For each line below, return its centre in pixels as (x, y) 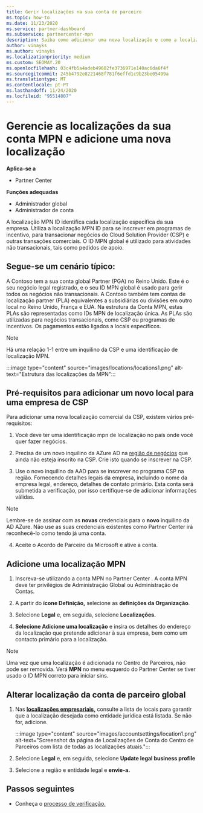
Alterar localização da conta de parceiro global (96, 695)
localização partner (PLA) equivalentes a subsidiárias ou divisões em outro (99, 300)
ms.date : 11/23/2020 (32, 23)
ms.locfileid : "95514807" (39, 96)
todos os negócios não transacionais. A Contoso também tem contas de (96, 294)
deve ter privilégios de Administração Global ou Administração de (97, 585)
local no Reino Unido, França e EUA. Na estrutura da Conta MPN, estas (95, 306)
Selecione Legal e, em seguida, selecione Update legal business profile (105, 758)
